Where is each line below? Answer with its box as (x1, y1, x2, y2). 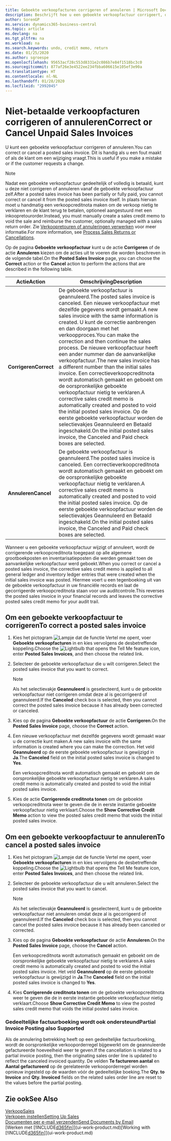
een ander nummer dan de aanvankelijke (58, 350, 156, 357)
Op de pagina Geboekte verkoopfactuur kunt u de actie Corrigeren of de (5, 244, 160, 250)
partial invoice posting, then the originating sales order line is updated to (5, 1053, 157, 1059)
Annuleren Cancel (8, 490, 51, 497)
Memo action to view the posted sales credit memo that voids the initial (12, 812, 163, 818)
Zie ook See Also (5, 1095, 58, 1103)
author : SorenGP (5, 17, 40, 22)
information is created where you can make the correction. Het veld (12, 744, 155, 750)
